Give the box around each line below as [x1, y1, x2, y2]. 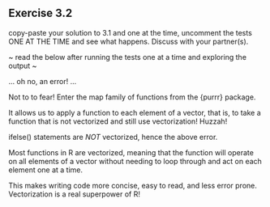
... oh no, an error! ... [8, 76, 77, 86]
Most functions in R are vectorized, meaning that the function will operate [8, 147, 254, 157]
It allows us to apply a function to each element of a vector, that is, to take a [8, 108, 261, 117]
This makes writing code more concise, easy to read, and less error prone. [8, 180, 258, 190]
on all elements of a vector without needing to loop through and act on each [8, 156, 262, 166]
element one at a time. [8, 165, 84, 175]
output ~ [8, 61, 37, 70]
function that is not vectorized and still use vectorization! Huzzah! [8, 116, 228, 126]
